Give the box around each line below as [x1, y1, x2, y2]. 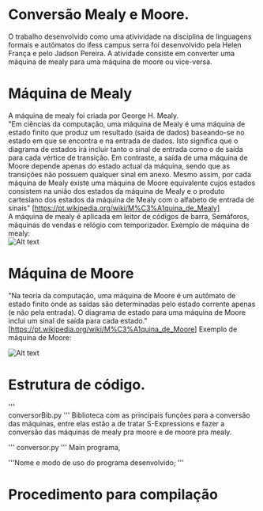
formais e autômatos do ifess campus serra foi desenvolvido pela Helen [8, 40, 242, 49]
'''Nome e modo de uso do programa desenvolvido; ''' [8, 457, 184, 467]
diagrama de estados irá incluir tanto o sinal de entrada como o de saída [8, 144, 243, 153]
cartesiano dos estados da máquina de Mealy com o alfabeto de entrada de [8, 195, 254, 204]
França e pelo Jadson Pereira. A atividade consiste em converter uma [8, 48, 235, 58]
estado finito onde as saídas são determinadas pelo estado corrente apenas [8, 299, 256, 308]
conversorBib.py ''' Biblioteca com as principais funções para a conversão [8, 410, 250, 420]
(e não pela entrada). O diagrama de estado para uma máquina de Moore [8, 307, 246, 317]
